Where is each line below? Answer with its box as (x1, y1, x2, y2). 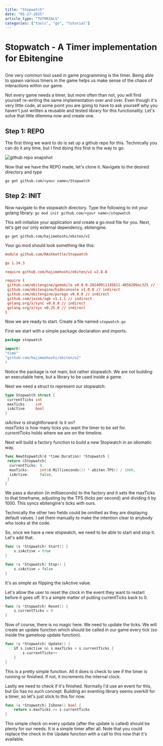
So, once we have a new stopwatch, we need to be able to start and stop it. (5, 529, 155, 536)
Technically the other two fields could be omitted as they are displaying (5, 510, 148, 516)
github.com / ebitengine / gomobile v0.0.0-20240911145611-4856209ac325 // (7, 283, 155, 288)
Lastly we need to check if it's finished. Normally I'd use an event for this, (5, 683, 152, 689)
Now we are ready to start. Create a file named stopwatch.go (5, 318, 126, 324)
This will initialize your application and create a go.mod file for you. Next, (5, 219, 150, 225)
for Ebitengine (5, 53, 64, 64)
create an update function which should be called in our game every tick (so (5, 627, 158, 633)
